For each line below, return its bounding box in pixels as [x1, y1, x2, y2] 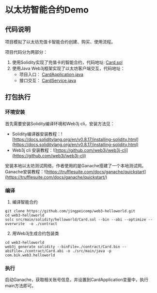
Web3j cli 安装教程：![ [12, 147, 56, 153]
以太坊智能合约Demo [5, 4, 89, 15]
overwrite [5, 221, 25, 226]
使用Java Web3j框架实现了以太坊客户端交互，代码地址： [12, 66, 125, 71]
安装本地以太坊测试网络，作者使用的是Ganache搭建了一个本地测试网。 [5, 162, 146, 168]
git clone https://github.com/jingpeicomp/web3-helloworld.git [5, 208, 136, 213]
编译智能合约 [12, 199, 38, 205]
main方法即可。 [5, 283, 36, 289]
